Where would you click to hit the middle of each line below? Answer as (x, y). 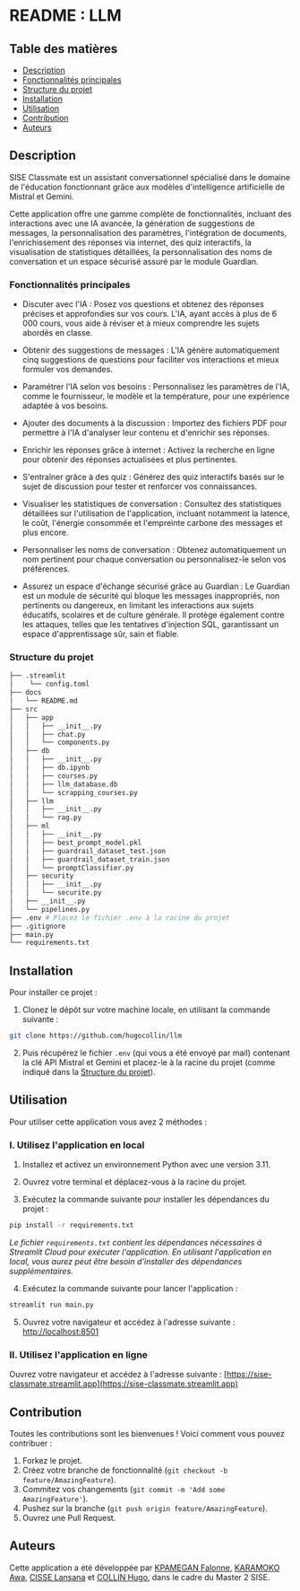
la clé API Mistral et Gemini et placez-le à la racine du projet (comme (149, 1062)
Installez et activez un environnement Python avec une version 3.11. (146, 1165)
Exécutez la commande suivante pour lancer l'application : (130, 1288)
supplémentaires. (41, 1271)
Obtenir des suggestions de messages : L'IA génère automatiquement (151, 350)
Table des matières (64, 49)
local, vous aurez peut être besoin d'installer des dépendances (126, 1261)
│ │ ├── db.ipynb (50, 768)
